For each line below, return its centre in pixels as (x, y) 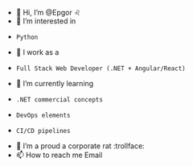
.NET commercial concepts (59, 100)
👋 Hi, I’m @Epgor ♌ (48, 12)
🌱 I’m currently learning (55, 83)
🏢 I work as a (37, 52)
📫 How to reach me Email (59, 155)
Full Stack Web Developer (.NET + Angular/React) (101, 68)
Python (27, 37)
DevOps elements (43, 115)
